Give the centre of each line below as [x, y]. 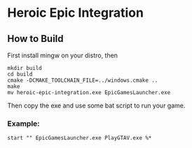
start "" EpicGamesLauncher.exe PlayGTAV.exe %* [80, 138]
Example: [23, 124]
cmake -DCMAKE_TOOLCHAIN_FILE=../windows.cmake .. [83, 80]
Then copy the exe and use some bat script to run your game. [96, 105]
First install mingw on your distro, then [62, 55]
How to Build [36, 39]
